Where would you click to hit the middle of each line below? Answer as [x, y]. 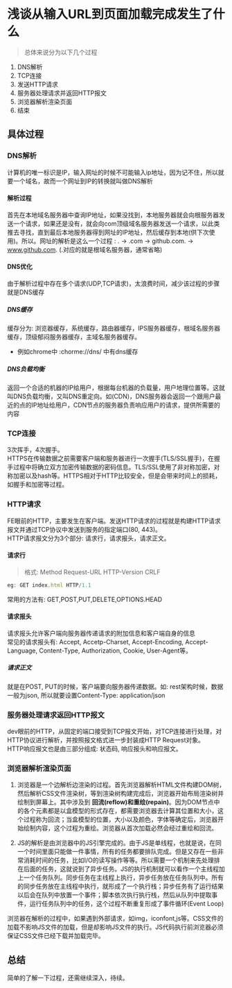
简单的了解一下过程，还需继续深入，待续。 [68, 978]
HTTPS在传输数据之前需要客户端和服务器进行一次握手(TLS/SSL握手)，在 [111, 458]
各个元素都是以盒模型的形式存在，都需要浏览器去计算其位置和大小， [121, 811]
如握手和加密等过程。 [37, 485]
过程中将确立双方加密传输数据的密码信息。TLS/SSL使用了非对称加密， [113, 467]
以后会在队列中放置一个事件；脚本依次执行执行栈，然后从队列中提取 [114, 895]
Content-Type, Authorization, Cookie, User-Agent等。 [116, 651]
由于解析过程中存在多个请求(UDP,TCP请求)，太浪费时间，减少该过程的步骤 [114, 284]
